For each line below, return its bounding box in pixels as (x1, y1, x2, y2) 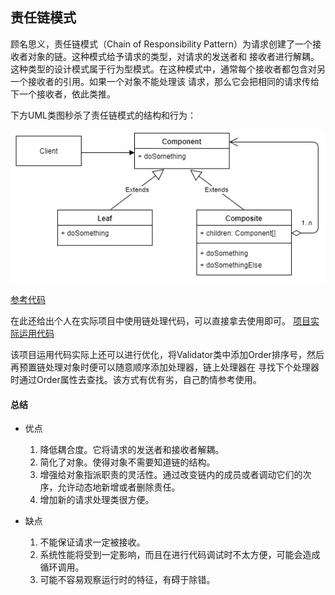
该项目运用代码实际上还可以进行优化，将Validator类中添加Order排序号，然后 (10, 349, 325, 361)
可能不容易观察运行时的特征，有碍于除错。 (39, 574, 216, 586)
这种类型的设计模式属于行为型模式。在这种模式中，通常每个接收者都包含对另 (10, 63, 326, 75)
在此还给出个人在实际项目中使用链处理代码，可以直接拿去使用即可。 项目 (10, 315, 311, 327)
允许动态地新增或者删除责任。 (57, 481, 181, 493)
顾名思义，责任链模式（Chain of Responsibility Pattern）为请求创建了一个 (10, 38, 313, 50)
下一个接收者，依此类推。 (10, 88, 116, 100)
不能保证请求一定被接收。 (39, 536, 146, 548)
